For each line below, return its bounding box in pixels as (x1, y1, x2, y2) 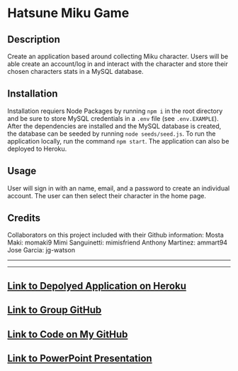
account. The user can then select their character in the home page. (7, 191, 207, 200)
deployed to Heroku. (7, 144, 67, 153)
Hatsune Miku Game (7, 5, 130, 21)
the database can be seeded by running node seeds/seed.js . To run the (7, 129, 216, 138)
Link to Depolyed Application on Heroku (7, 279, 186, 292)
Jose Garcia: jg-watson (7, 246, 76, 254)
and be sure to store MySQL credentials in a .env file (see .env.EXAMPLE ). (7, 114, 219, 122)
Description (7, 33, 60, 45)
